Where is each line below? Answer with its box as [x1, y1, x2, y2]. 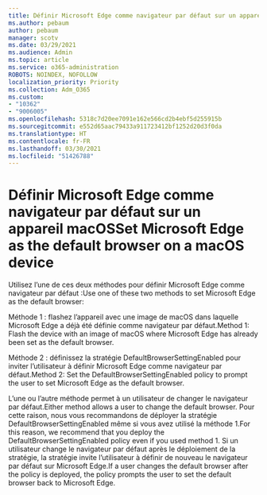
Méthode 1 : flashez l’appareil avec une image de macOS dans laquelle [8, 312, 239, 322]
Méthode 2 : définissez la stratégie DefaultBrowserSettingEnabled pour [8, 353, 241, 362]
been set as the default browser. [8, 338, 114, 347]
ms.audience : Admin [8, 48, 73, 56]
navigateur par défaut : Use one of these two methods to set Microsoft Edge [8, 288, 256, 298]
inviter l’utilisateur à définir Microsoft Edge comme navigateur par [8, 362, 222, 371]
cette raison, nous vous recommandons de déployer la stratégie [8, 411, 218, 420]
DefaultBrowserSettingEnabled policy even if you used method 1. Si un [8, 436, 238, 446]
